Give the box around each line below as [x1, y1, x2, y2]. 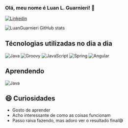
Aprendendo [5, 67, 45, 76]
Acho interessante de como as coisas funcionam [12, 112, 111, 118]
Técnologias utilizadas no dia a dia [5, 39, 113, 48]
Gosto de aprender [12, 107, 51, 113]
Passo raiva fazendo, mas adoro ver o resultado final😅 [12, 118, 124, 124]
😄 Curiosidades [5, 94, 55, 102]
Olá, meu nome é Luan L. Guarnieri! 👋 [5, 4, 95, 11]
